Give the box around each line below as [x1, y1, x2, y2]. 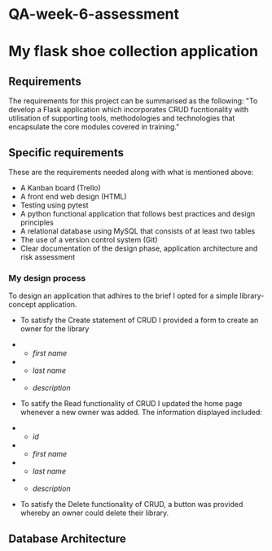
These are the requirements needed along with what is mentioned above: [8, 168, 254, 177]
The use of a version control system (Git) [20, 235, 158, 244]
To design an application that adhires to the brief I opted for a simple [8, 291, 239, 301]
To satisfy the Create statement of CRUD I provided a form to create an [20, 315, 259, 326]
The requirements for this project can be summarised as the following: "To [8, 96, 258, 106]
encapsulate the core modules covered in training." [8, 122, 180, 132]
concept [8, 300, 37, 309]
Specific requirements [8, 146, 125, 160]
